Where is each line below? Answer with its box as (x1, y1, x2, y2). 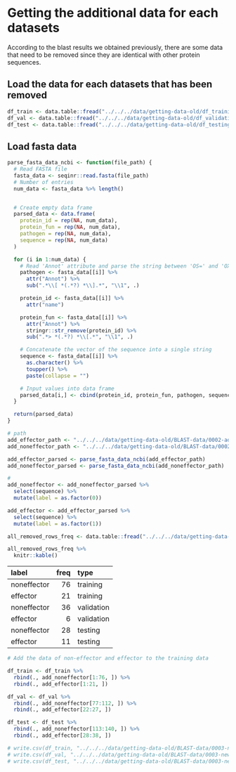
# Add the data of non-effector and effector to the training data (7, 655, 209, 662)
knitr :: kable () (13, 552, 58, 559)
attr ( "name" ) (25, 301, 65, 308)
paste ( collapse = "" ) (25, 372, 90, 379)
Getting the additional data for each (7, 5, 219, 21)
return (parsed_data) (13, 411, 74, 418)
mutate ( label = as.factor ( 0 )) (13, 495, 102, 502)
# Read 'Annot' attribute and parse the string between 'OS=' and (20, 262, 218, 270)
